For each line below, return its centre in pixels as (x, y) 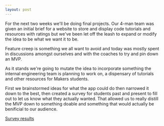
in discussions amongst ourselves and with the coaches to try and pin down (82, 54)
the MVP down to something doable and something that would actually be (80, 104)
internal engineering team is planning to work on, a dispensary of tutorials (80, 73)
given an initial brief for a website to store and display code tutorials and (78, 29)
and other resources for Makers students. (47, 79)
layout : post (18, 10)
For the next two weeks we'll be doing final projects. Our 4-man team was (80, 23)
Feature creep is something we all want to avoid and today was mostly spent (82, 48)
